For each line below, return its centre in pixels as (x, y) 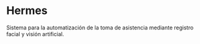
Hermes (27, 11)
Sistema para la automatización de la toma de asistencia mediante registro (100, 28)
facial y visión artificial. (35, 34)
